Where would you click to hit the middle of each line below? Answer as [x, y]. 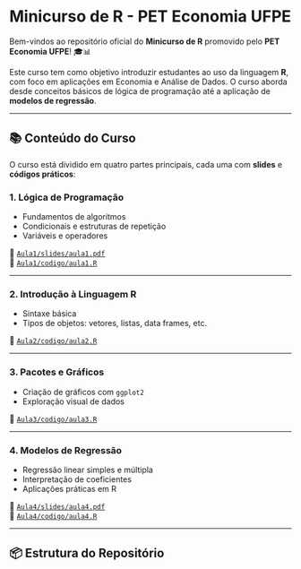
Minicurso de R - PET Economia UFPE [150, 17]
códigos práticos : [43, 174]
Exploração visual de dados [73, 401]
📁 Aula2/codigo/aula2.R [53, 341]
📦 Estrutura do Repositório [87, 553]
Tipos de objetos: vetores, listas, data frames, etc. [115, 323]
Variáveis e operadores [65, 236]
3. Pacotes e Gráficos [57, 372]
